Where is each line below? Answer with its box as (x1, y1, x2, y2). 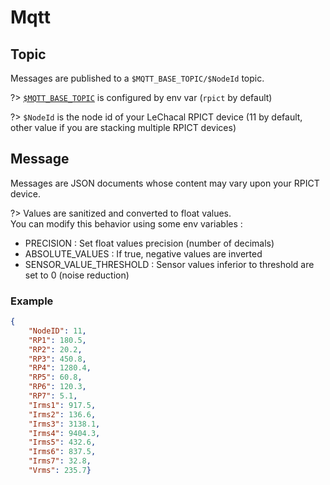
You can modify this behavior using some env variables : (10, 217, 243, 230)
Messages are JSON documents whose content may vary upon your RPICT (10, 177, 320, 189)
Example (10, 294, 54, 308)
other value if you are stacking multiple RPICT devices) (10, 122, 237, 133)
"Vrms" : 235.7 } (28, 466, 92, 476)
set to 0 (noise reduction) (24, 269, 130, 281)
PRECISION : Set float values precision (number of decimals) (24, 237, 275, 249)
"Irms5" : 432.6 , (28, 437, 97, 448)
